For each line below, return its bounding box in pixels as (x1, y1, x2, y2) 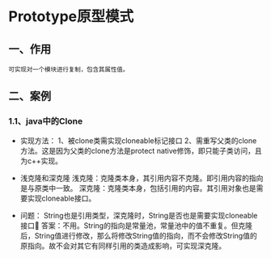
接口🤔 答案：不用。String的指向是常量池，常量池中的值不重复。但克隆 (19, 220, 253, 231)
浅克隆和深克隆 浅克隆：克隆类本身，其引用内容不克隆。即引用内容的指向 (19, 173, 264, 183)
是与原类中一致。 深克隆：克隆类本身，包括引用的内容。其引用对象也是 (19, 183, 256, 192)
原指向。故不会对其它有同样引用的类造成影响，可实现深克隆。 (19, 240, 227, 251)
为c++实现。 (19, 155, 63, 166)
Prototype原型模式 (8, 7, 134, 26)
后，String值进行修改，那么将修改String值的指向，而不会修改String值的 (19, 231, 257, 240)
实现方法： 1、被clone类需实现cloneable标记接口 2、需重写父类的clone (19, 135, 257, 146)
